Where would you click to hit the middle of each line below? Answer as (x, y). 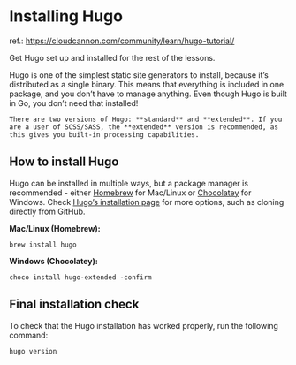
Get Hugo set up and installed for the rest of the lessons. (112, 57)
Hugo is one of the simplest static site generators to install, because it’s (139, 75)
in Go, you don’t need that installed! (74, 103)
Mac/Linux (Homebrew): (55, 228)
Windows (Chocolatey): (54, 261)
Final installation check (74, 304)
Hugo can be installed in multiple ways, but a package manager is (129, 183)
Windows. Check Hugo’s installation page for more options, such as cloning (147, 202)
